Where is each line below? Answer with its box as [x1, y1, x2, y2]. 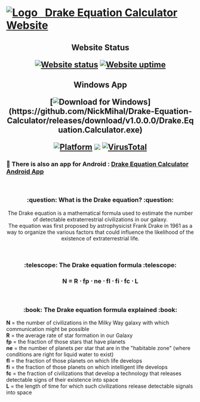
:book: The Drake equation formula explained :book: [23, 305, 178, 314]
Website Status [71, 42, 130, 52]
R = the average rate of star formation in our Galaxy [6, 332, 133, 339]
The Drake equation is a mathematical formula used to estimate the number [7, 209, 193, 217]
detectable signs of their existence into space [6, 376, 118, 384]
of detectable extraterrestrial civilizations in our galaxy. [32, 215, 168, 223]
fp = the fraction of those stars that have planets [6, 338, 126, 345]
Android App [6, 167, 44, 175]
